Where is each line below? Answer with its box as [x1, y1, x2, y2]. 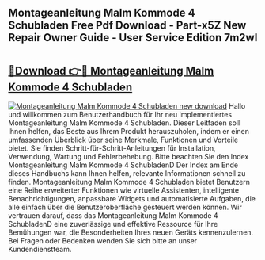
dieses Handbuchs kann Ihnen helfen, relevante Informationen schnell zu [8, 169, 246, 178]
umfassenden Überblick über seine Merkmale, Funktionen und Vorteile [8, 135, 239, 144]
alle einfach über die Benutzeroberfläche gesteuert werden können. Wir [8, 202, 243, 212]
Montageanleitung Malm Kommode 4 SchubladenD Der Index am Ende [8, 160, 239, 170]
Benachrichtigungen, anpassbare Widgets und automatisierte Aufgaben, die [8, 194, 256, 203]
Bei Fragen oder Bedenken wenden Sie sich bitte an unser [8, 236, 198, 245]
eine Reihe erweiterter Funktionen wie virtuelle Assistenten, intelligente [8, 185, 240, 195]
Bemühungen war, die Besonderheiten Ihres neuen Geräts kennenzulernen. [8, 227, 254, 237]
